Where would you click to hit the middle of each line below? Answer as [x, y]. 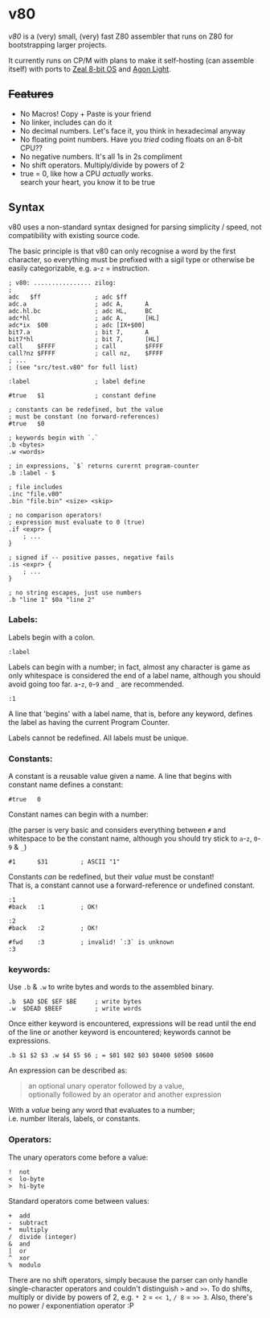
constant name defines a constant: [66, 785]
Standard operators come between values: [79, 1201]
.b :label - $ [32, 473]
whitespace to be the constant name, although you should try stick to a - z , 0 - [135, 838]
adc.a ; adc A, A [79, 304]
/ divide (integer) [43, 1237]
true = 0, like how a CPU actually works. [86, 173]
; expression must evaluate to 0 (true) [77, 522]
